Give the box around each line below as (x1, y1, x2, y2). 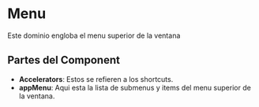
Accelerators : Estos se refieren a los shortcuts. (18, 74, 174, 83)
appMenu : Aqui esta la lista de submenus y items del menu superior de (18, 83, 252, 92)
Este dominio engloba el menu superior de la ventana (7, 31, 181, 40)
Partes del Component (7, 53, 120, 67)
